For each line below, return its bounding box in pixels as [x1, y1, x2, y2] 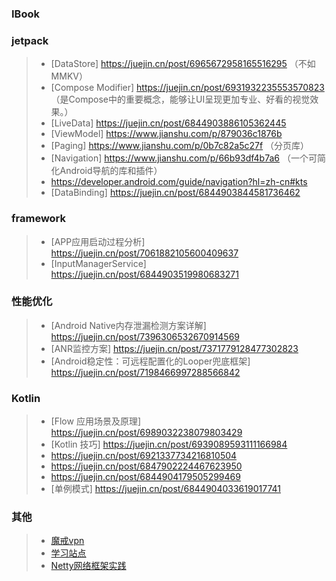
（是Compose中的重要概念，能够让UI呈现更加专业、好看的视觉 [50, 93, 311, 106]
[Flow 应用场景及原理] [50, 415, 141, 427]
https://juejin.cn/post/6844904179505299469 [50, 471, 241, 483]
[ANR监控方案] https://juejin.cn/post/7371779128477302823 [50, 342, 299, 354]
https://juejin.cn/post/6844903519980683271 [50, 268, 239, 280]
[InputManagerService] [50, 257, 147, 269]
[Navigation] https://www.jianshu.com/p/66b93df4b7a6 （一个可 [50, 152, 318, 164]
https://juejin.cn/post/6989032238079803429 [50, 427, 243, 439]
